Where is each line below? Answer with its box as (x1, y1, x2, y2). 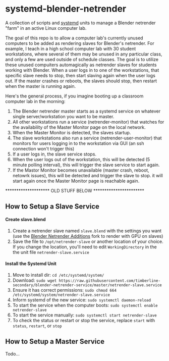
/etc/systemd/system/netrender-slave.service (12, 292, 110, 297)
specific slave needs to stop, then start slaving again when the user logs (5, 72, 155, 78)
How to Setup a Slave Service (5, 202, 100, 211)
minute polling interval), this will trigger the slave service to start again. (12, 162, 160, 168)
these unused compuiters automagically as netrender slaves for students (5, 62, 157, 68)
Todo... (5, 350, 20, 356)
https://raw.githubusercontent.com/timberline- (59, 278, 160, 283)
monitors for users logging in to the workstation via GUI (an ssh (12, 140, 144, 146)
